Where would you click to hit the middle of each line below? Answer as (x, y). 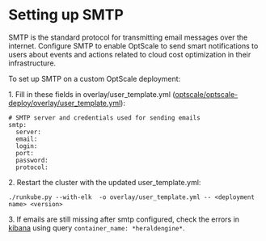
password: (32, 160)
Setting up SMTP (66, 15)
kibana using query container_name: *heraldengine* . (97, 227)
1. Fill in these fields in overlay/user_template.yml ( (92, 94)
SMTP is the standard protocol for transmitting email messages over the (128, 37)
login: (27, 146)
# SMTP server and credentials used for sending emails (104, 118)
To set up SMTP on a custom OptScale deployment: (95, 78)
